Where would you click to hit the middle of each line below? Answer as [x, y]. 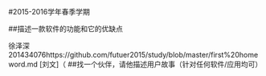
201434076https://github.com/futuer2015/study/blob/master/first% [120, 55]
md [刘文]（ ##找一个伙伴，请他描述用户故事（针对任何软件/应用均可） [145, 64]
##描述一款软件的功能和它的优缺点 [65, 29]
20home [244, 55]
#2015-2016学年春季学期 [49, 12]
